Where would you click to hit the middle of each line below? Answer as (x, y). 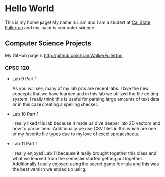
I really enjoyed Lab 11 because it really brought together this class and (84, 153)
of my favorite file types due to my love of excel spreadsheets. (76, 134)
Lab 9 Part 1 (24, 79)
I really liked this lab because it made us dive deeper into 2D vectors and (86, 123)
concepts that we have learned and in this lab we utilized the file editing (85, 94)
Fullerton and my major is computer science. (50, 27)
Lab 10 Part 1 (25, 114)
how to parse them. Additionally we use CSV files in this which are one (84, 129)
